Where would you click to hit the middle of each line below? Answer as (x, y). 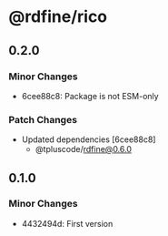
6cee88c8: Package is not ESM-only (90, 96)
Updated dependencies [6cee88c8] (89, 139)
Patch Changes (43, 119)
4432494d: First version (67, 223)
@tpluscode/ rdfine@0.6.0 (84, 149)
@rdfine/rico (58, 17)
